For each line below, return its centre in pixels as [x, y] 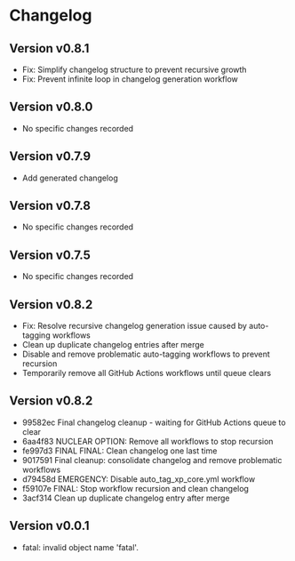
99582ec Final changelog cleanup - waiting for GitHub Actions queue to [154, 422]
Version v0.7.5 [50, 255]
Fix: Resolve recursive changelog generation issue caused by [134, 326]
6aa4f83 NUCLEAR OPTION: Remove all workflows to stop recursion [147, 441]
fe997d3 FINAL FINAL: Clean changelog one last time [120, 451]
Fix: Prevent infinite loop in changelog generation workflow [130, 79]
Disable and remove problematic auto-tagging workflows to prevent [146, 354]
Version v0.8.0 [51, 107]
